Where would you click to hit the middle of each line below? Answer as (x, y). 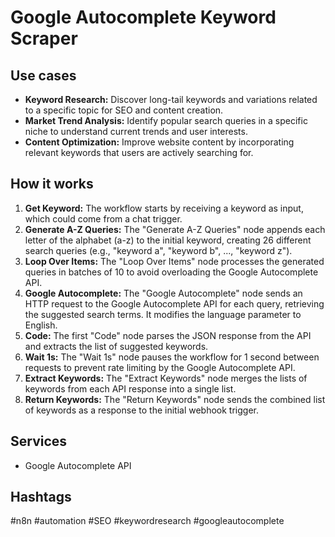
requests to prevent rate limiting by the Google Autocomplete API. (160, 367)
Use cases (43, 75)
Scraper (44, 38)
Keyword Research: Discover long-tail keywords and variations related (171, 99)
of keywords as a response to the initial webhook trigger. (141, 410)
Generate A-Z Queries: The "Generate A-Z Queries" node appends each (175, 229)
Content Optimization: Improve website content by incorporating (159, 142)
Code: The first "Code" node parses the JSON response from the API (168, 335)
